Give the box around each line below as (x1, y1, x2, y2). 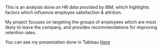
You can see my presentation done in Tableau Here (5, 39, 111, 45)
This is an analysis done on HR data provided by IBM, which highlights (5, 4, 150, 10)
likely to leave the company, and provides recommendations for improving (5, 24, 158, 30)
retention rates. (5, 30, 36, 35)
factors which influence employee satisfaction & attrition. (5, 9, 122, 15)
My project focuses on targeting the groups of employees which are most (5, 19, 156, 25)
